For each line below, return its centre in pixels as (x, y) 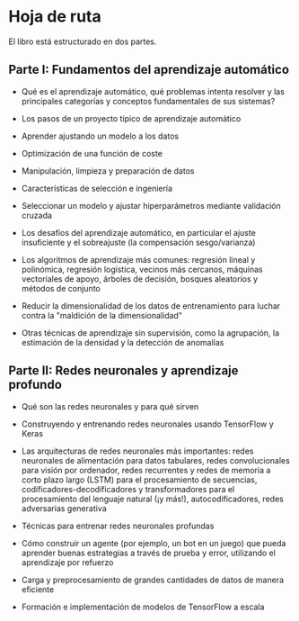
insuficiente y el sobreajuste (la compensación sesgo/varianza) (138, 242)
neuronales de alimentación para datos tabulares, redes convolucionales (156, 460)
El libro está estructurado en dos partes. (83, 41)
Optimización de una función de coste (92, 153)
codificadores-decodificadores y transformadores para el (128, 489)
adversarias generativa (64, 508)
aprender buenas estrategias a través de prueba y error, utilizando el (148, 553)
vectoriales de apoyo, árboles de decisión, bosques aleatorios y (139, 279)
